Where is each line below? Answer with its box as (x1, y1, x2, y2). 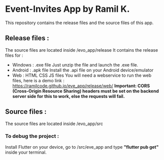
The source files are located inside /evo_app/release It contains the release (5, 47, 158, 53)
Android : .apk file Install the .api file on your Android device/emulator (12, 67, 154, 73)
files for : (5, 52, 23, 58)
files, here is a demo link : (12, 77, 65, 83)
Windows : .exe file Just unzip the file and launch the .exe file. (12, 62, 138, 67)
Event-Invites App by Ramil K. (5, 3, 130, 15)
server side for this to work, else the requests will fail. (12, 93, 125, 99)
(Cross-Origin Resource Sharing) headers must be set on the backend (12, 88, 159, 94)
